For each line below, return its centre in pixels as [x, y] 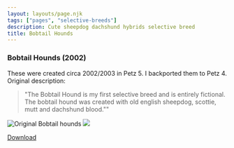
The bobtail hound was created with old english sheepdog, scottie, [120, 102]
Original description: [37, 81]
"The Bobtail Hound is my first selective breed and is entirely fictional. [125, 94]
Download [22, 137]
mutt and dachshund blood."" [67, 109]
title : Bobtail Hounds [40, 33]
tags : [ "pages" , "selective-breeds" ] [62, 20]
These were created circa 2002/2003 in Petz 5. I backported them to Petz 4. [117, 73]
